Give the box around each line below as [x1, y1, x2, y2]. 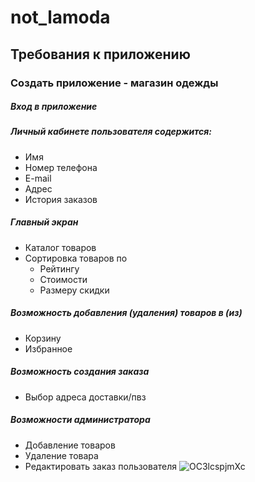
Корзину [24, 332, 62, 344]
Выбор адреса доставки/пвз [24, 391, 147, 403]
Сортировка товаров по [24, 252, 128, 264]
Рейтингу [39, 262, 80, 275]
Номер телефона [24, 161, 98, 173]
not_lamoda [10, 6, 111, 29]
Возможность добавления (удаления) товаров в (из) [10, 307, 243, 319]
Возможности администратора [10, 414, 151, 426]
